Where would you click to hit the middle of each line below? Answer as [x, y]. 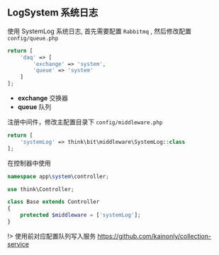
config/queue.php [33, 38]
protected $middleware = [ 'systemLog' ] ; [80, 215]
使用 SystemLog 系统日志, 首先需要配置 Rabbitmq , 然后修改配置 [99, 31]
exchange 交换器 [43, 98]
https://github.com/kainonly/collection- [154, 236]
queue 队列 [34, 107]
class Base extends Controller [54, 202]
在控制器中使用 [29, 163]
